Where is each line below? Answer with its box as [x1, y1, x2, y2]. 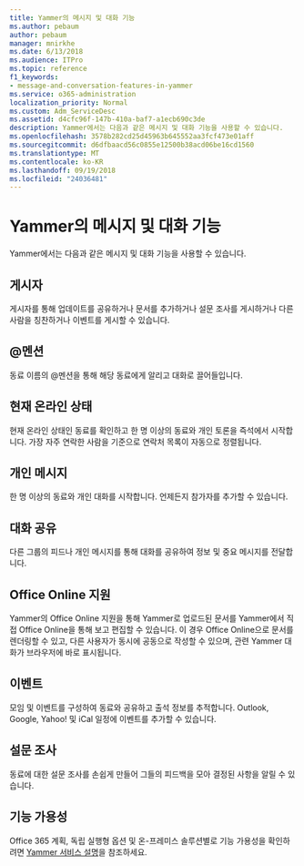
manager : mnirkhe [9, 38, 76, 48]
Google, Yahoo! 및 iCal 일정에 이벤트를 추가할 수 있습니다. [9, 713, 217, 724]
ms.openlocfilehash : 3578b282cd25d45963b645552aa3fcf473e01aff [9, 132, 255, 141]
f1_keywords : [9, 73, 59, 82]
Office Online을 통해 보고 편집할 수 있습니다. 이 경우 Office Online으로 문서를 [18, 625, 294, 636]
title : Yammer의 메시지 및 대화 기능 [9, 13, 136, 23]
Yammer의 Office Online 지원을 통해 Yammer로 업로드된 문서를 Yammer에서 [9, 613, 285, 624]
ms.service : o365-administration [9, 89, 137, 98]
